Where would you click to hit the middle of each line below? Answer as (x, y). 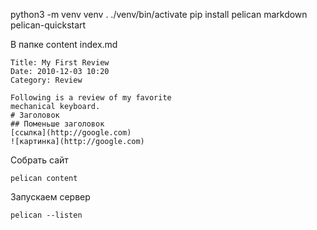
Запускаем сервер (50, 197)
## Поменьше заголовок (57, 124)
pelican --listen (46, 215)
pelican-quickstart (48, 25)
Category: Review (46, 80)
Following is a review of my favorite (91, 98)
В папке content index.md (64, 44)
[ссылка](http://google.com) (71, 133)
